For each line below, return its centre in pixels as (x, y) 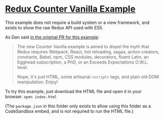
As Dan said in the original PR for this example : (52, 37)
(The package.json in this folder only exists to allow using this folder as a (78, 106)
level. (23, 67)
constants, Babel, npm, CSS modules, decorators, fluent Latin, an (83, 57)
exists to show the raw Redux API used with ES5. (54, 27)
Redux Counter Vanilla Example (70, 9)
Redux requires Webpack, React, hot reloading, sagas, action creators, (88, 52)
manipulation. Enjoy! (37, 82)
